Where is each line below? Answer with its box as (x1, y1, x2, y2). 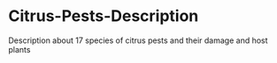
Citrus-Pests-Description (8, 6, 199, 26)
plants (8, 44, 31, 54)
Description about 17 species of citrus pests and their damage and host (8, 35, 268, 45)
